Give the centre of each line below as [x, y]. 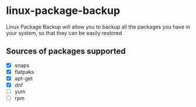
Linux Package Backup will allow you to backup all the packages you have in [98, 27]
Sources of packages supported [66, 51]
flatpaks [24, 72]
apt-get [24, 78]
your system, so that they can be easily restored [64, 33]
